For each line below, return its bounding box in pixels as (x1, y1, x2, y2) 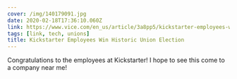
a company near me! (7, 63, 67, 72)
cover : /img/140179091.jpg (7, 10, 87, 18)
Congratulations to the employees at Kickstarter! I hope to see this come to (7, 56, 226, 64)
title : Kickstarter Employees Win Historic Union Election (7, 37, 185, 44)
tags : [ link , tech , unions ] (7, 30, 90, 37)
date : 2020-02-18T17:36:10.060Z (7, 17, 102, 24)
